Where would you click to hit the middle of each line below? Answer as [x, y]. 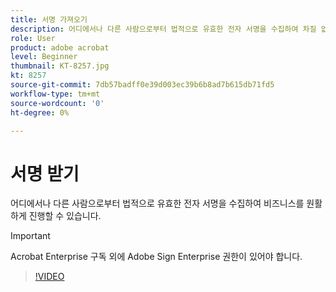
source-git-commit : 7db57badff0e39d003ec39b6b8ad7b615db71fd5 [142, 85]
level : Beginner [44, 57]
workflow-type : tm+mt [55, 94]
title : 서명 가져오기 [49, 19]
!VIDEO [49, 277]
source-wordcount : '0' [57, 103]
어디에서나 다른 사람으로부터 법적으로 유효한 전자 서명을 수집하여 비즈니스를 [157, 203]
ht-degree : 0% [40, 112]
